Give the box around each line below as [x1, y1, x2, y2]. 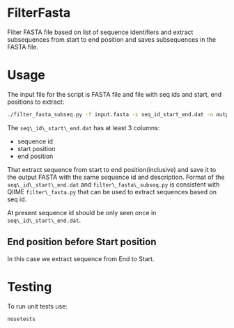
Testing [7, 279, 52, 295]
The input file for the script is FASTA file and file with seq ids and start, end [7, 90, 222, 98]
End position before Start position [7, 236, 157, 248]
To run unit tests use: [7, 302, 68, 311]
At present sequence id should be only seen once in [7, 208, 157, 217]
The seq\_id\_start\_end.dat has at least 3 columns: [7, 123, 160, 132]
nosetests [7, 315, 36, 322]
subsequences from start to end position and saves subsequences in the [7, 35, 217, 43]
